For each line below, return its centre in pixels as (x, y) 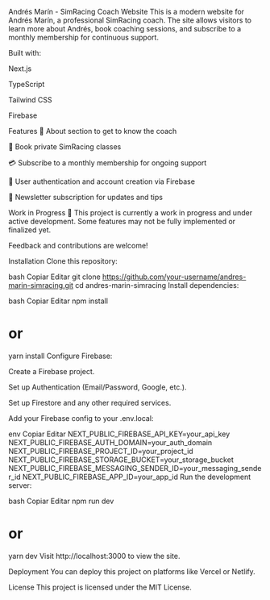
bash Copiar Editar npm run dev (61, 501)
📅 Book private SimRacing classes (65, 147)
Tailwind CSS (30, 100)
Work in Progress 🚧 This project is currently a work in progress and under (130, 212)
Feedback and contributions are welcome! (78, 246)
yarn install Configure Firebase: (60, 356)
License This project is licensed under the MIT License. (100, 587)
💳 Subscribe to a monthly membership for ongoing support (108, 163)
